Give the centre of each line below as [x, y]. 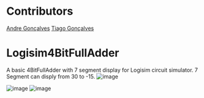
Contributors [40, 11]
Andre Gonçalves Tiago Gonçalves [50, 28]
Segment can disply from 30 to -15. [51, 76]
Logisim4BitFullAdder [63, 53]
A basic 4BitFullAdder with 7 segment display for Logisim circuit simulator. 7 [102, 70]
